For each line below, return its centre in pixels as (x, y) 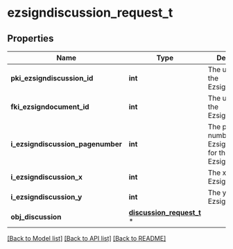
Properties (31, 38)
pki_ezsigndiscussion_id (52, 78)
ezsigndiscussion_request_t (90, 13)
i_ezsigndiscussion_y (46, 197)
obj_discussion (36, 217)
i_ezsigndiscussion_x (47, 177)
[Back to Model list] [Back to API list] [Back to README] (87, 238)
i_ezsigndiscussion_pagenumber (67, 144)
